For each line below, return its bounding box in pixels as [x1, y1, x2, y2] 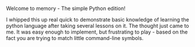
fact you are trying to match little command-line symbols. [6, 35, 144, 41]
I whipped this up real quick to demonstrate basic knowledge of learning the [6, 16, 190, 23]
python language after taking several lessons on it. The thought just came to [6, 23, 189, 29]
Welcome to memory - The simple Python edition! [6, 5, 126, 12]
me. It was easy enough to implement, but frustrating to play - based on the [6, 28, 188, 35]
